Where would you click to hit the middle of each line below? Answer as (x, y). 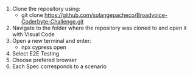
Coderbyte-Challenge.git (52, 21)
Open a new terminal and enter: (52, 41)
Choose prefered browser (44, 60)
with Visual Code (33, 34)
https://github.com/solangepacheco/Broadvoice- (106, 15)
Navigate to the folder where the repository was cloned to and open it (99, 28)
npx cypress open (44, 47)
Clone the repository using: (46, 9)
